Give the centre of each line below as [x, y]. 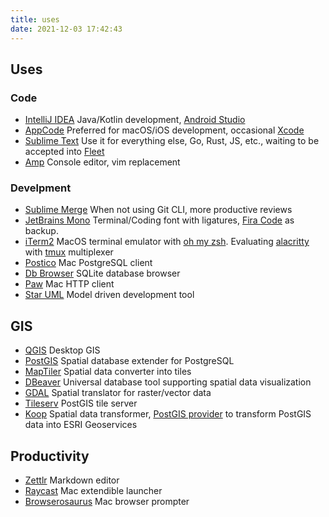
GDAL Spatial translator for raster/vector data [118, 393]
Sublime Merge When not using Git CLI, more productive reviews [158, 210]
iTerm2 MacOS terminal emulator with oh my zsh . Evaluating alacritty [167, 242]
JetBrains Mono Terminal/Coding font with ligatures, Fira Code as [159, 220]
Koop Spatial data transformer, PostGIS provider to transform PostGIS [168, 414]
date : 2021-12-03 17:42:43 [66, 29]
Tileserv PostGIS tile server [81, 403]
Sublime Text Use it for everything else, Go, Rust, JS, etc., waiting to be [172, 141]
